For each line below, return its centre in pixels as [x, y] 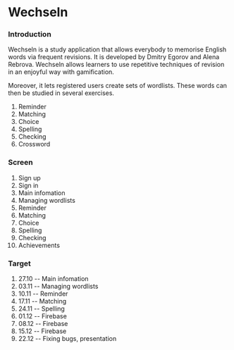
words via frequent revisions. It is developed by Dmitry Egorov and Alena [114, 57]
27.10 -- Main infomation [53, 279]
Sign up [29, 177]
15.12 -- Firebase [42, 331]
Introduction [30, 35]
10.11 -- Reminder [43, 294]
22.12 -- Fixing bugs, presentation [67, 339]
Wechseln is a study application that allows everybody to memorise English [117, 49]
